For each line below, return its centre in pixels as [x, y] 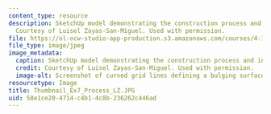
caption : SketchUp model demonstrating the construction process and [135, 61]
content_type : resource [48, 16]
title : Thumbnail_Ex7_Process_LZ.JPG [72, 90]
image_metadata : [35, 53]
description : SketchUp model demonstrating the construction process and [135, 23]
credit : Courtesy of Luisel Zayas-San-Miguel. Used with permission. [135, 68]
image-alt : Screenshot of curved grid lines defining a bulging [126, 75]
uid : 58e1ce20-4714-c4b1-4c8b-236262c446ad [83, 98]
